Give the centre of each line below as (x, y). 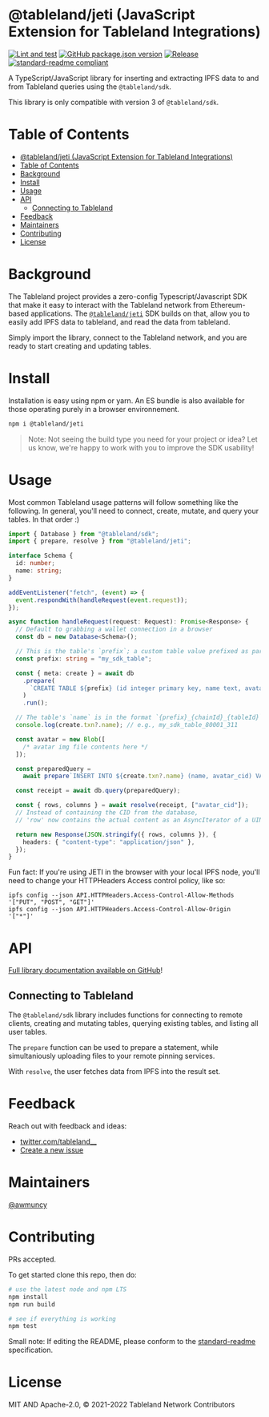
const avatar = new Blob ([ (60, 739)
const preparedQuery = (53, 769)
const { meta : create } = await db (75, 673)
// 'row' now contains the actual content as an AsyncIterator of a (132, 820)
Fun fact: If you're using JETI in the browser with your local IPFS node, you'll (134, 872)
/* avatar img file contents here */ (86, 747)
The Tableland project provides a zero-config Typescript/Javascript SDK (128, 296)
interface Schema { (41, 556)
